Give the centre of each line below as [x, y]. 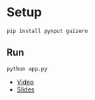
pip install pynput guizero [47, 31]
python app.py [27, 69]
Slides [25, 89]
